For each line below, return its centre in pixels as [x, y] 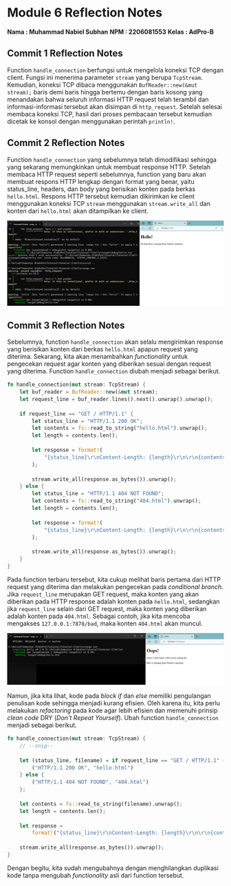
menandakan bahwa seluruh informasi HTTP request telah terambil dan [108, 99]
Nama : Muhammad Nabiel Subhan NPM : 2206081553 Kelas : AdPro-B [111, 32]
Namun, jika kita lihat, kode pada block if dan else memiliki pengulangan [109, 696]
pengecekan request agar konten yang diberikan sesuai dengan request [109, 364]
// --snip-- [36, 745]
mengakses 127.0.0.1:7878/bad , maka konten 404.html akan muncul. [105, 623]
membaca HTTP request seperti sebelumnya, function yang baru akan [107, 174]
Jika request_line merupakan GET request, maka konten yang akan [103, 594]
